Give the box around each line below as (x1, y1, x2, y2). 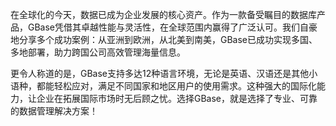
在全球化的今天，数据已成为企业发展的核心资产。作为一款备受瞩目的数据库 (10, 9, 317, 20)
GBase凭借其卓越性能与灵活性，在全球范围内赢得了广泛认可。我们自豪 (27, 21, 318, 33)
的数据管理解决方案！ (10, 105, 98, 117)
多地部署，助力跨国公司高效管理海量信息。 (10, 46, 186, 58)
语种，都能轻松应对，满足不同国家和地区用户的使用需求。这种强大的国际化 (10, 80, 317, 92)
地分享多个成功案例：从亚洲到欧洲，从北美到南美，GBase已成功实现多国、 (10, 34, 318, 45)
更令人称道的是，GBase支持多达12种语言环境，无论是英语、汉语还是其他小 (10, 68, 318, 79)
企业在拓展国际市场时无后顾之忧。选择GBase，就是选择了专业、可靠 (36, 93, 318, 104)
